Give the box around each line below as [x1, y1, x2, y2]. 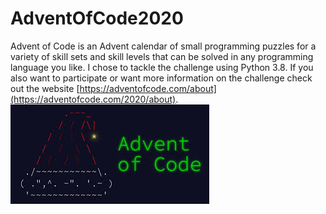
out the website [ [10, 82, 80, 94]
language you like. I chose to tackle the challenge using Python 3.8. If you [10, 61, 314, 73]
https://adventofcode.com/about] [79, 82, 217, 94]
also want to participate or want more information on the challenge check [10, 72, 313, 84]
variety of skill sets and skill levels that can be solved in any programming [10, 50, 314, 62]
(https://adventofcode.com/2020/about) [10, 93, 177, 105]
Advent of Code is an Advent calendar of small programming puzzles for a [10, 40, 317, 52]
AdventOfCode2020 [10, 7, 184, 30]
